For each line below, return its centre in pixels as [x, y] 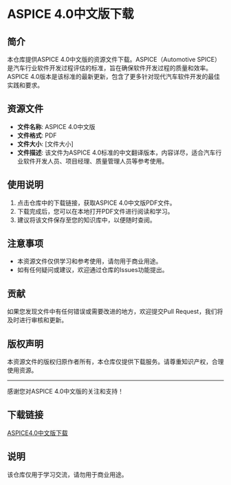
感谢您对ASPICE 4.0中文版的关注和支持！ [66, 392]
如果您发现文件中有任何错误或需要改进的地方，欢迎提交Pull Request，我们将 [115, 312]
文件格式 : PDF [37, 135]
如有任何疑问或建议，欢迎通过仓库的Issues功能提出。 [92, 270]
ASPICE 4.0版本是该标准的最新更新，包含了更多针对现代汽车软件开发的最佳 [114, 77]
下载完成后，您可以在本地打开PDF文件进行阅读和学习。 [95, 211]
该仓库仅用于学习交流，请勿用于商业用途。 [67, 474]
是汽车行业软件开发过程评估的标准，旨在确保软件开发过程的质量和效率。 [109, 68]
